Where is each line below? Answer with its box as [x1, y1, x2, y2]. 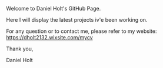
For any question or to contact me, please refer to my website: [6, 28, 157, 35]
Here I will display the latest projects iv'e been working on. [6, 16, 148, 23]
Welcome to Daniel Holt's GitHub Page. [6, 5, 101, 12]
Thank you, [6, 45, 34, 52]
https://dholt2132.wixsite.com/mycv [6, 34, 93, 40]
